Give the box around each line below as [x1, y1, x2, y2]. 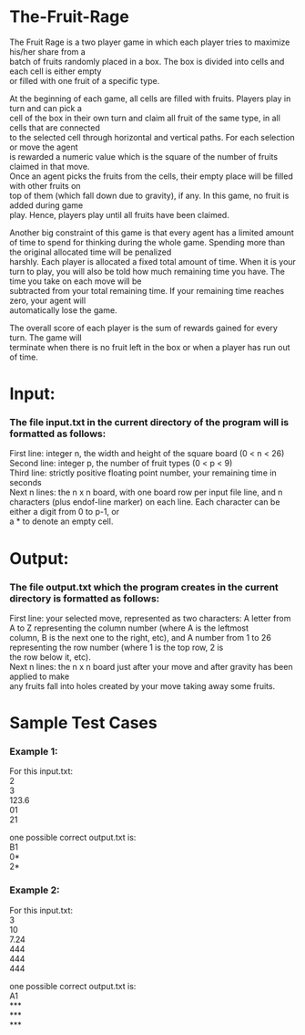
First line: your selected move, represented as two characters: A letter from [9, 612, 291, 623]
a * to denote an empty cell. [9, 516, 114, 527]
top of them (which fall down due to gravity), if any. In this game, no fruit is [9, 190, 290, 201]
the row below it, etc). [9, 651, 91, 663]
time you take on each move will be [9, 276, 142, 287]
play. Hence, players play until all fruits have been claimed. [9, 209, 229, 220]
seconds [9, 477, 43, 488]
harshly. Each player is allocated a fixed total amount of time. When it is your [9, 256, 296, 267]
